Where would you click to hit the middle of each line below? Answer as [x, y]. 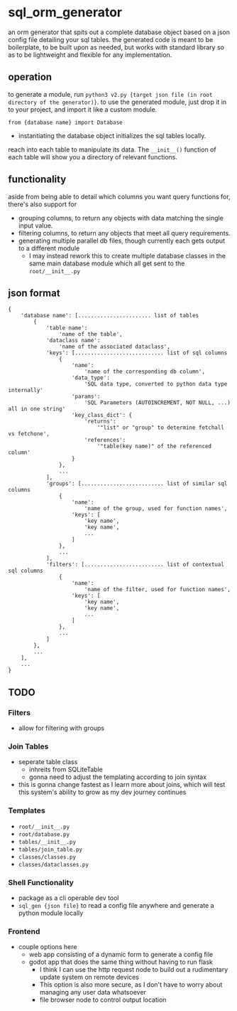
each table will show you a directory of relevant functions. [93, 157]
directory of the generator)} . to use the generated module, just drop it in [117, 102]
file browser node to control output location [103, 1000]
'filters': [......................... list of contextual [135, 565]
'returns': [100, 422]
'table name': [67, 328]
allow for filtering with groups [61, 728]
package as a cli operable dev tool [68, 898]
